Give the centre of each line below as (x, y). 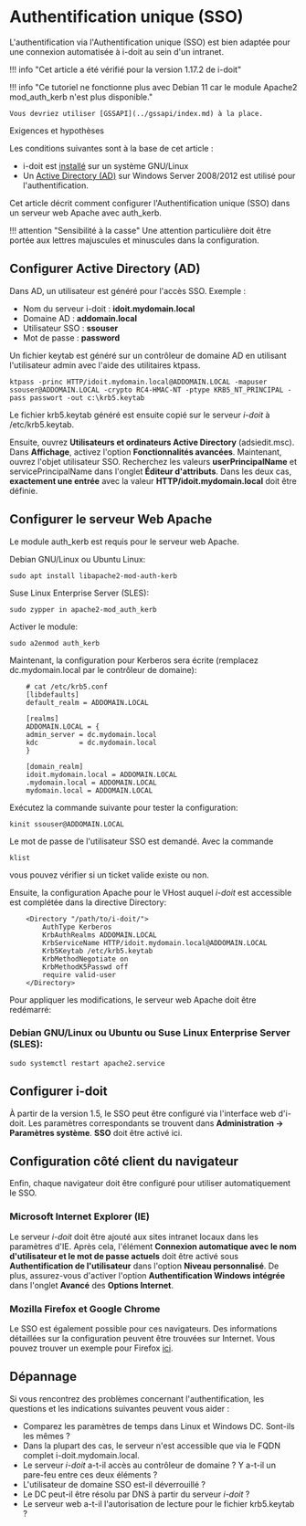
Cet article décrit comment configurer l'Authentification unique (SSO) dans (150, 203)
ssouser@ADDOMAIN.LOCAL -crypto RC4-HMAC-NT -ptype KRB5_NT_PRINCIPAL (147, 390)
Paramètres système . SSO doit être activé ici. (96, 1132)
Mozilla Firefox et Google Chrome (85, 1309)
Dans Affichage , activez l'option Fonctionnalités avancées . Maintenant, (146, 452)
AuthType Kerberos (77, 927)
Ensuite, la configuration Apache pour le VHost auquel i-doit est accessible (151, 892)
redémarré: (31, 1009)
